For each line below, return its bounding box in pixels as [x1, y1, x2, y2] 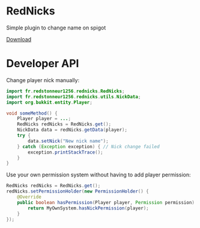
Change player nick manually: [6, 76, 80, 83]
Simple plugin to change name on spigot [6, 24, 106, 31]
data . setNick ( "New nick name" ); [28, 138, 109, 144]
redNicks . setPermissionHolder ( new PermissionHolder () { [6, 188, 149, 194]
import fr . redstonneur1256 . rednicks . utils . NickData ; [6, 94, 141, 100]
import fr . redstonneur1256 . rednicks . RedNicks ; [6, 88, 125, 94]
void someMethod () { [6, 110, 58, 116]
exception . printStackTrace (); [28, 149, 103, 155]
